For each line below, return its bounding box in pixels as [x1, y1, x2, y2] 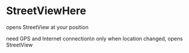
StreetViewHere [6, 4, 87, 18]
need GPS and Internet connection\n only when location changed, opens [6, 35, 183, 42]
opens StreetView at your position [6, 24, 89, 31]
